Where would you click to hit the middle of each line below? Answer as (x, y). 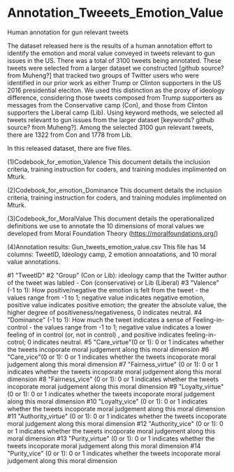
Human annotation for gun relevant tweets (68, 32)
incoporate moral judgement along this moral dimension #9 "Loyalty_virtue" (116, 386)
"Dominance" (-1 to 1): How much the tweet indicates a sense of (99, 320)
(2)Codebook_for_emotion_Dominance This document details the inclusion (115, 190)
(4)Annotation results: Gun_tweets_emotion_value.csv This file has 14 (107, 246)
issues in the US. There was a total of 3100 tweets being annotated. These (114, 60)
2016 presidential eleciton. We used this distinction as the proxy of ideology (116, 90)
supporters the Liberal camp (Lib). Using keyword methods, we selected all (115, 112)
